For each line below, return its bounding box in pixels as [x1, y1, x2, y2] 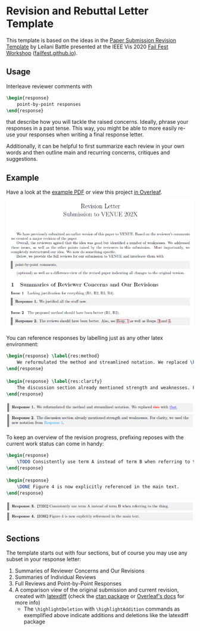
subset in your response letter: [6, 555, 82, 563]
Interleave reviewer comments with [6, 83, 92, 90]
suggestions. [6, 156, 38, 163]
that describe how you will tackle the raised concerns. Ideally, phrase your [6, 118, 189, 126]
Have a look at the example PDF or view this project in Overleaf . [6, 188, 162, 196]
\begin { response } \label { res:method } [6, 353, 100, 359]
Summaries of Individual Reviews [14, 573, 96, 581]
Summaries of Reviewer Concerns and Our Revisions [14, 567, 145, 574]
